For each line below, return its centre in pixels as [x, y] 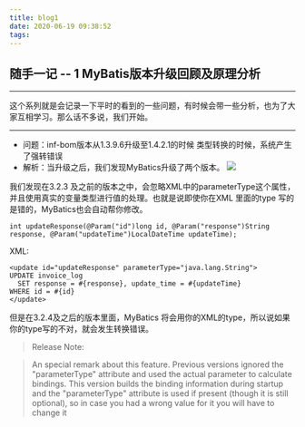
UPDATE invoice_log [46, 276]
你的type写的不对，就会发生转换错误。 [82, 329]
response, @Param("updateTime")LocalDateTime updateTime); [123, 235]
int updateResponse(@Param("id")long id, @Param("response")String [140, 227]
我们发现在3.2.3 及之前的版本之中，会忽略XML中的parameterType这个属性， [152, 187]
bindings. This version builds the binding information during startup [157, 384]
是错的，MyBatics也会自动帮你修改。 [79, 209]
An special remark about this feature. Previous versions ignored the [157, 364]
